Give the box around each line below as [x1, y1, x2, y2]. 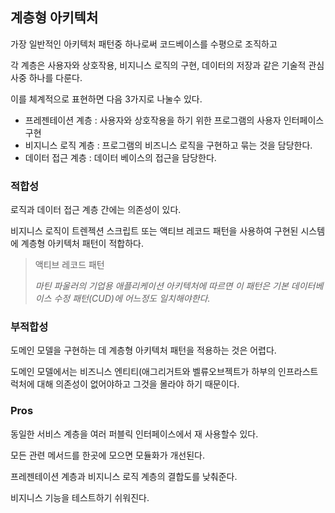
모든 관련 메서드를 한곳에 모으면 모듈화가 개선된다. [10, 449, 206, 461]
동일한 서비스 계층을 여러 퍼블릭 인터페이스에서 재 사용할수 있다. [10, 428, 259, 440]
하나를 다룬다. [28, 71, 83, 83]
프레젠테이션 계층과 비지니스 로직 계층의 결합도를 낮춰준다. [10, 470, 238, 482]
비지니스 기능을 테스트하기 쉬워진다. [10, 491, 150, 503]
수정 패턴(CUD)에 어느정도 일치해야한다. [53, 293, 211, 305]
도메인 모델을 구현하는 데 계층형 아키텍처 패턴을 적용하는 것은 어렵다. [10, 344, 277, 357]
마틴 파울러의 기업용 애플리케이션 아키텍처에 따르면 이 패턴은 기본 [34, 280, 289, 292]
